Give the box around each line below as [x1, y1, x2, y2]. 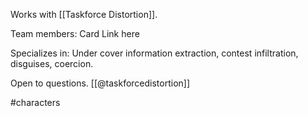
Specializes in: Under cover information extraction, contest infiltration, [10, 47, 299, 59]
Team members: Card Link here [10, 28, 140, 39]
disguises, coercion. [10, 58, 94, 69]
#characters [10, 97, 61, 108]
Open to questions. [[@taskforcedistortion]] [10, 77, 191, 89]
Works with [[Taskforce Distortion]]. [10, 9, 158, 20]
